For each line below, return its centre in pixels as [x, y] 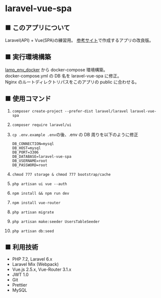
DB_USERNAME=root [30, 161]
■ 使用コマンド [28, 99]
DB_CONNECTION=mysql [33, 144]
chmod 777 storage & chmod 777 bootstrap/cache [61, 174]
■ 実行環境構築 [28, 57]
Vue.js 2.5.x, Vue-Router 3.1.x [42, 270]
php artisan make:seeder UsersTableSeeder [56, 222]
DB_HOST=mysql [26, 148]
